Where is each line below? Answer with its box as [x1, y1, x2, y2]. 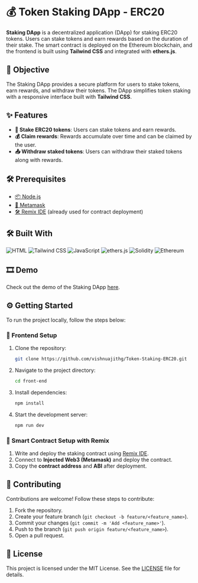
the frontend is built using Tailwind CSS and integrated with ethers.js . [6, 47, 177, 54]
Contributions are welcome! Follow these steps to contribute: [6, 495, 155, 502]
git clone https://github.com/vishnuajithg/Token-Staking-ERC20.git [14, 356, 187, 362]
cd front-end [14, 378, 47, 384]
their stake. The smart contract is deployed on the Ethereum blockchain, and [6, 41, 193, 48]
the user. [14, 141, 37, 148]
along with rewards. [14, 156, 63, 163]
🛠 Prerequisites [6, 174, 66, 184]
